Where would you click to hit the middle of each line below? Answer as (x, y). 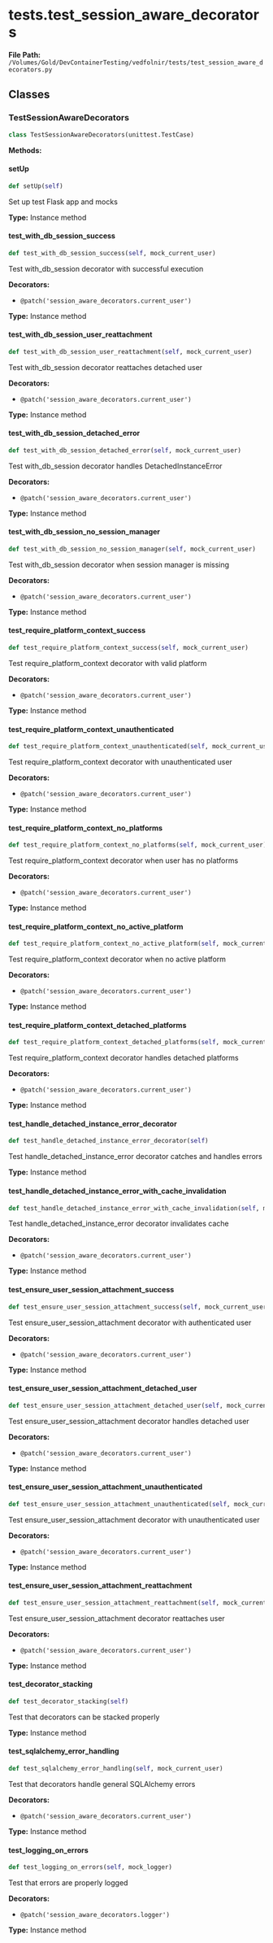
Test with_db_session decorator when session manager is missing (119, 564)
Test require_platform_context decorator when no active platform (117, 959)
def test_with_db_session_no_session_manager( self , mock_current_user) (132, 549)
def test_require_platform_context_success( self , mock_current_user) (129, 648)
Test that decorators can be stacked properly (84, 1717)
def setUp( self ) (36, 186)
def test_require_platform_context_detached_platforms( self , (114, 1043)
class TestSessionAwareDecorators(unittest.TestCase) (102, 135)
